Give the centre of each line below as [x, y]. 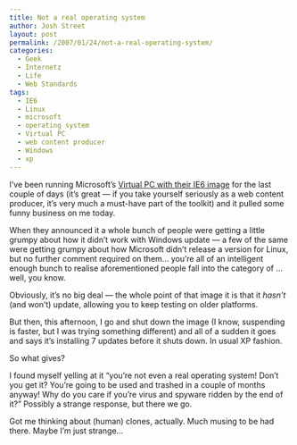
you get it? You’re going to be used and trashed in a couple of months [137, 384]
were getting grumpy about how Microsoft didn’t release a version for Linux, [149, 249]
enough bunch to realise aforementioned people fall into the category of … [146, 268]
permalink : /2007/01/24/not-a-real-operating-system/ [111, 42]
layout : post [33, 34]
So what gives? [37, 357]
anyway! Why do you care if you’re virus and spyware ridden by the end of [146, 394]
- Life [29, 76]
